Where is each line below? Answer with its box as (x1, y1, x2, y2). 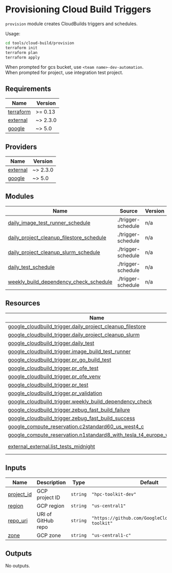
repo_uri (8, 517, 28, 524)
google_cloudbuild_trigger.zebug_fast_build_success (8, 414, 135, 422)
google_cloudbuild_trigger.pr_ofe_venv (8, 373, 101, 380)
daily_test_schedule (8, 263, 55, 271)
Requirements (5, 84, 51, 93)
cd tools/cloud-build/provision (5, 40, 74, 46)
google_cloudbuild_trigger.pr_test (8, 381, 89, 388)
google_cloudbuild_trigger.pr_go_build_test (8, 356, 112, 363)
